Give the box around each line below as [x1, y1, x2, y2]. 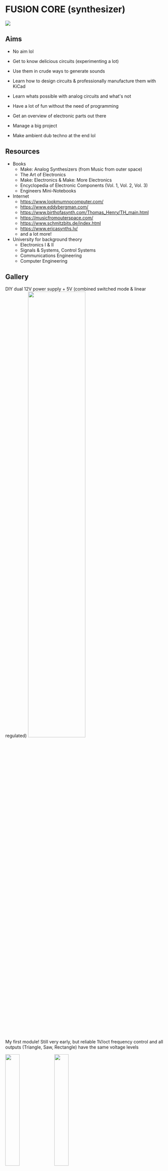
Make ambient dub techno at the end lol [12, 132, 96, 138]
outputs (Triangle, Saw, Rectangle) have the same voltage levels [5, 1044, 139, 1050]
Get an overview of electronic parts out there [12, 113, 106, 119]
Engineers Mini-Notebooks [20, 187, 76, 194]
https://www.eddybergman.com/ [20, 204, 89, 210]
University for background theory [12, 236, 82, 242]
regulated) [5, 733, 27, 739]
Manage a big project [12, 122, 57, 129]
